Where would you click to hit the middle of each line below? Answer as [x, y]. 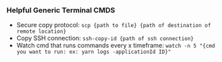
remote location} [41, 32]
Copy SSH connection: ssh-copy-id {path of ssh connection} [105, 38]
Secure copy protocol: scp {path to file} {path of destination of [114, 25]
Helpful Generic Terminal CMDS [61, 10]
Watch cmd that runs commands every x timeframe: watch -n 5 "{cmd [115, 46]
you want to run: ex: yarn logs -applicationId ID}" [94, 52]
